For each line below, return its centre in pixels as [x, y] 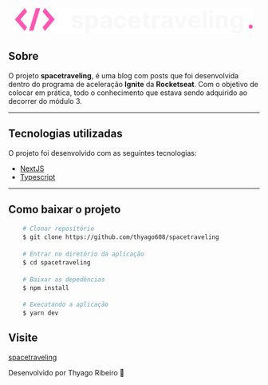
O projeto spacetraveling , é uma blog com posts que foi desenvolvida [124, 75]
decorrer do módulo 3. [45, 101]
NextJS [32, 169]
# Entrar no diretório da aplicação [84, 254]
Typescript [37, 177]
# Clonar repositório [58, 229]
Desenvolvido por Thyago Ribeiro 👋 [67, 372]
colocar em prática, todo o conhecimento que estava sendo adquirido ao [128, 93]
